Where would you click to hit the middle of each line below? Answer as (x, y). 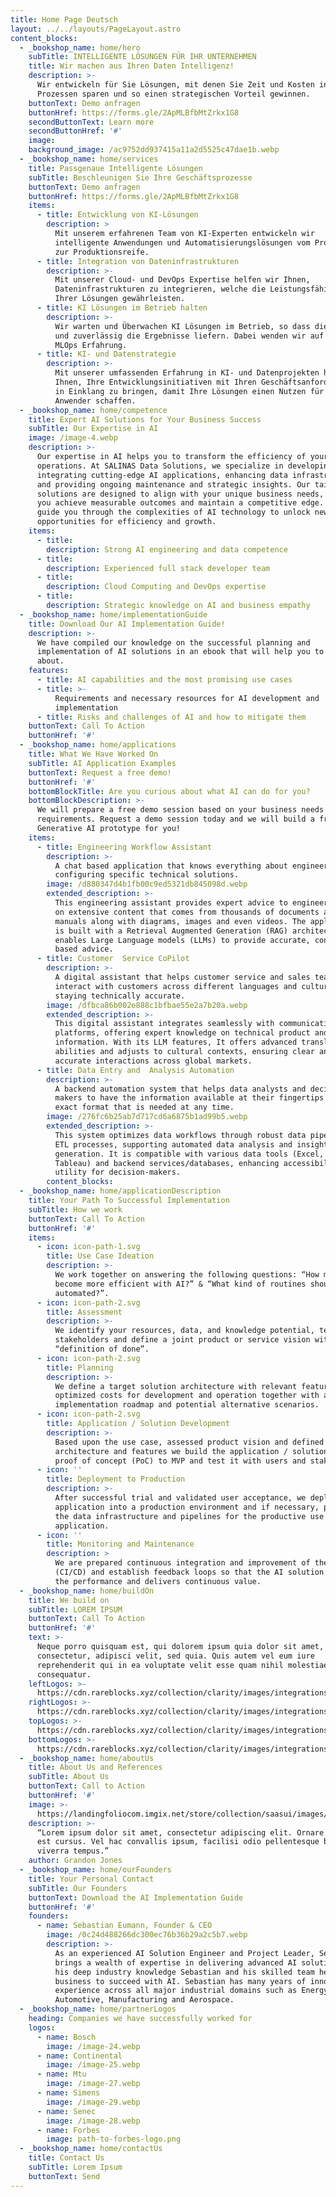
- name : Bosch (66, 2037)
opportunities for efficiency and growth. (126, 522)
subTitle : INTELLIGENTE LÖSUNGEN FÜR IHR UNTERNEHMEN (142, 57)
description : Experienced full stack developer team (158, 568)
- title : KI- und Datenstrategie (106, 354)
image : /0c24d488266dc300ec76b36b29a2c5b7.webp (147, 1935)
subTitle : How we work (75, 1209)
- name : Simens (68, 2093)
